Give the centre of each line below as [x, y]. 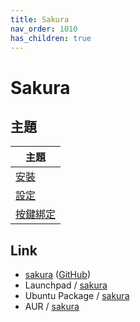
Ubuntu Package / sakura [77, 296]
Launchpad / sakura [66, 285]
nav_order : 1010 [44, 29]
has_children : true [51, 38]
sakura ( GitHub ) [57, 275]
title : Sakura [40, 19]
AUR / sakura [52, 307]
